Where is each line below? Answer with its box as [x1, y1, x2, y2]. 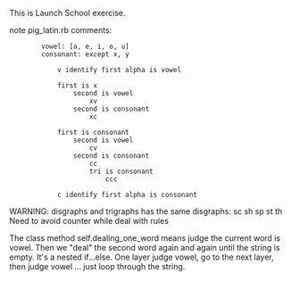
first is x [56, 81, 98, 90]
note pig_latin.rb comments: [9, 25, 112, 35]
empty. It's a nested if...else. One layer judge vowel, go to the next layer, [9, 252, 274, 262]
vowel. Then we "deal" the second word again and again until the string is [9, 243, 280, 252]
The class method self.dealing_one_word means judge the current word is [9, 233, 281, 244]
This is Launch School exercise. [9, 8, 127, 18]
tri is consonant [88, 167, 154, 176]
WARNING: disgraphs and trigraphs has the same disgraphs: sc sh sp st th [9, 206, 283, 217]
